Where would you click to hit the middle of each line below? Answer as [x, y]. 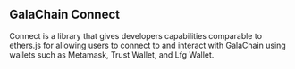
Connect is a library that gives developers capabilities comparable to [135, 35]
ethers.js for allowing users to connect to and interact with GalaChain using [147, 45]
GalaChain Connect [65, 15]
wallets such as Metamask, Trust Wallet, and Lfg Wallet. [112, 54]
